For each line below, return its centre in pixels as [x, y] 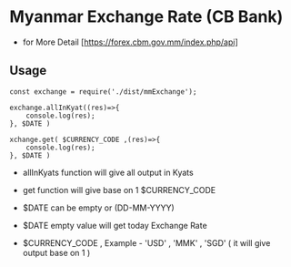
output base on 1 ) [56, 252]
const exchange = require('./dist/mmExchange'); [103, 92]
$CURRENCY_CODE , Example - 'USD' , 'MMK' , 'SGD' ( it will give [146, 242]
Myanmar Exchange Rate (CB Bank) [146, 17]
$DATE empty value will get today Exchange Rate [115, 225]
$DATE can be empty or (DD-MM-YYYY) [98, 208]
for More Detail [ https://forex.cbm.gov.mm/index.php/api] [130, 42]
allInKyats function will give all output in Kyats [108, 172]
